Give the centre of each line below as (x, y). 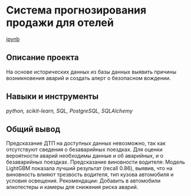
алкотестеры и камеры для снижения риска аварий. (72, 187)
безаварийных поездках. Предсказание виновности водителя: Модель (96, 162)
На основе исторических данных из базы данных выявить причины (91, 72)
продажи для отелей (60, 23)
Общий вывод (33, 129)
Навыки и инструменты (52, 97)
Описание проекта (42, 57)
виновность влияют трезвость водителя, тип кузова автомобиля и (90, 175)
